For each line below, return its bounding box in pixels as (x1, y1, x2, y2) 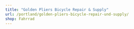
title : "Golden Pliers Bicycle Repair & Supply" (5, 7, 109, 12)
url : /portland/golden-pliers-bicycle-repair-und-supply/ (5, 12, 129, 17)
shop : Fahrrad (5, 16, 35, 21)
